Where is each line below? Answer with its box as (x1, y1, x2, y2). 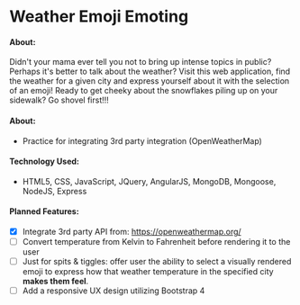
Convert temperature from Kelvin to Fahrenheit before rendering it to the (22, 237, 291, 247)
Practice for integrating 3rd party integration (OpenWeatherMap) (22, 135, 263, 146)
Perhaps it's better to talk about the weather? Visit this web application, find (9, 66, 291, 77)
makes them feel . (22, 276, 89, 287)
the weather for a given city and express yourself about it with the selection (9, 76, 290, 86)
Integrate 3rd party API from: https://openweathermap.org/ (22, 227, 241, 237)
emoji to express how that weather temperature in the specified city (22, 266, 274, 277)
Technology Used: (9, 156, 79, 167)
